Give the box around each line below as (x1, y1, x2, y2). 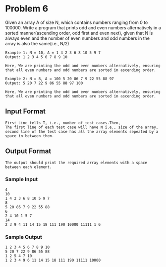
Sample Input (5, 176, 38, 183)
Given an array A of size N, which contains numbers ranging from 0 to (5, 19, 148, 25)
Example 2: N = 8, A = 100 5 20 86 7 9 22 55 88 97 (5, 76, 114, 81)
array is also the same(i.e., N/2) (5, 40, 69, 46)
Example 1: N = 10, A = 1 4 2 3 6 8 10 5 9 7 (5, 50, 101, 55)
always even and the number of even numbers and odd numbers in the (5, 35, 150, 41)
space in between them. (5, 133, 55, 138)
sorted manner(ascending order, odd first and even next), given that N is (5, 30, 153, 36)
